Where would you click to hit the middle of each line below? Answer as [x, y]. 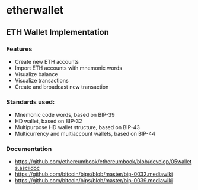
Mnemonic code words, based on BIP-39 [65, 115]
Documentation [29, 149]
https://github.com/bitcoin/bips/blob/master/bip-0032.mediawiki [94, 174]
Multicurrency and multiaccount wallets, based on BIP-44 [85, 134]
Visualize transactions [42, 80]
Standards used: [31, 102]
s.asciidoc [27, 168]
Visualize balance [36, 74]
